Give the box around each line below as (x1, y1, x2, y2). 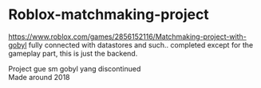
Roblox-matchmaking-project (8, 6, 209, 24)
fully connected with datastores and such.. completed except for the (28, 40, 254, 49)
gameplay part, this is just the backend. (8, 48, 138, 58)
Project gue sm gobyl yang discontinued (8, 63, 141, 73)
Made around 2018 (8, 72, 70, 82)
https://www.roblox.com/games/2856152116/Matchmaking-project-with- (8, 32, 247, 41)
